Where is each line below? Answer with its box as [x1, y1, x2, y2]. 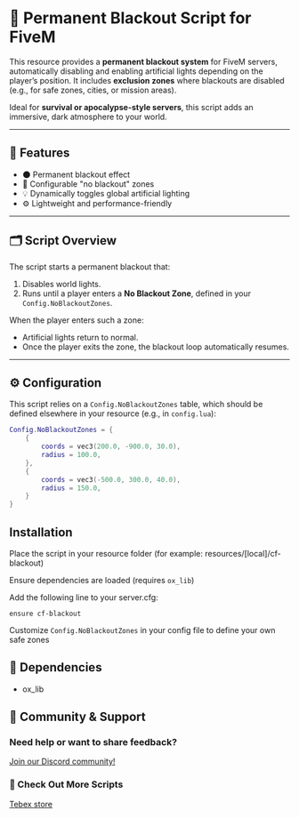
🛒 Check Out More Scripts [9, 778, 124, 790]
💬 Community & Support [9, 710, 147, 725]
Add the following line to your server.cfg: [9, 591, 158, 603]
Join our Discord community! [9, 756, 116, 767]
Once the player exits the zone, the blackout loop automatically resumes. [21, 341, 289, 352]
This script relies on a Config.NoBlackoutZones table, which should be [9, 399, 263, 410]
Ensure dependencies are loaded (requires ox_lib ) [9, 574, 195, 585]
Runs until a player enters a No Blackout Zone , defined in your [21, 288, 252, 299]
